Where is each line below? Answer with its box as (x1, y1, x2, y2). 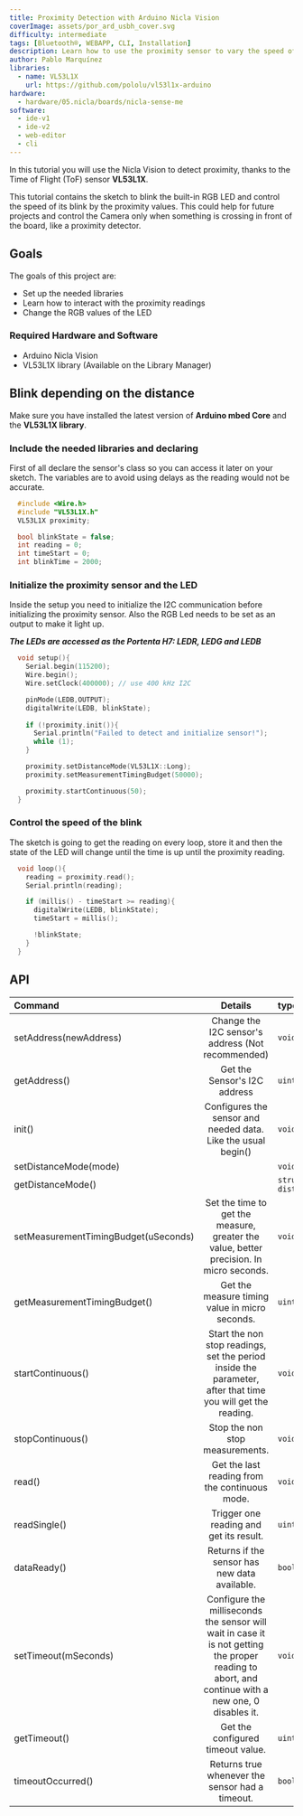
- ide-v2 (17, 123, 50, 132)
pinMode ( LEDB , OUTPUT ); (25, 695, 111, 704)
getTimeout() (14, 1732, 70, 1745)
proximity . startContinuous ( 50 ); (25, 786, 147, 795)
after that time (206, 1384, 266, 1397)
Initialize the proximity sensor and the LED (9, 579, 198, 592)
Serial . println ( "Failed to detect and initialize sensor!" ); (32, 729, 269, 738)
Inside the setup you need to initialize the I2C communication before (9, 599, 263, 610)
